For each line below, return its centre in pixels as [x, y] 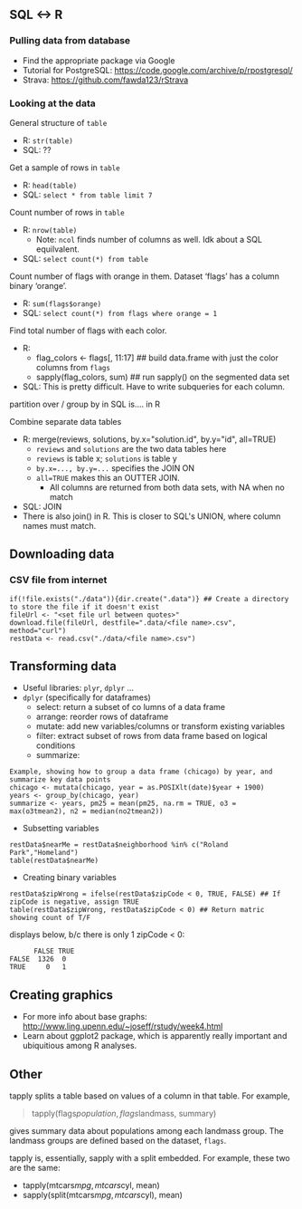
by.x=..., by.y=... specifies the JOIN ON [115, 468]
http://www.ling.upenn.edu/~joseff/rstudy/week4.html [123, 1026]
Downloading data [62, 555]
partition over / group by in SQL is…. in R [85, 404]
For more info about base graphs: [85, 1017]
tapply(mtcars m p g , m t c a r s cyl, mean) [91, 1185]
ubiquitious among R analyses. [80, 1046]
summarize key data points [60, 780]
